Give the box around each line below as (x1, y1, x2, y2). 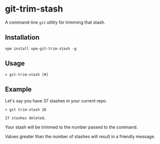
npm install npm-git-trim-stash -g (5, 46, 77, 51)
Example (5, 85, 32, 93)
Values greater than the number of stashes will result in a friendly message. (5, 134, 156, 140)
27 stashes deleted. (5, 116, 47, 121)
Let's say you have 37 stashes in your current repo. (5, 98, 107, 104)
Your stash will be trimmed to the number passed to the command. (5, 124, 138, 130)
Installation (5, 33, 40, 42)
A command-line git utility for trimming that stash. (5, 19, 105, 25)
